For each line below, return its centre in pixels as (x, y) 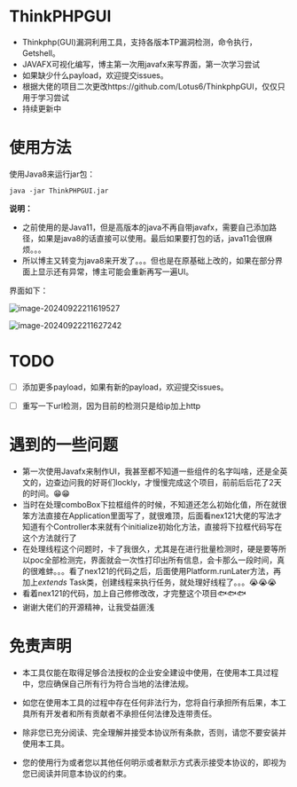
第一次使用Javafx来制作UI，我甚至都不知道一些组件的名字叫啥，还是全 (151, 471)
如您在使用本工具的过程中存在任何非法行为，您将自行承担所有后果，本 (150, 702)
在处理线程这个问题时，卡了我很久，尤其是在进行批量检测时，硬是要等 (150, 548)
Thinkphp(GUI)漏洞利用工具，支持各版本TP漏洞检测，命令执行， (139, 42)
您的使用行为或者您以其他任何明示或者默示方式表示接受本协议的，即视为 (154, 762)
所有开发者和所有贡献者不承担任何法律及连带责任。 (123, 713)
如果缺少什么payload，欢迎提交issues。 (95, 75)
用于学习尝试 (45, 97)
